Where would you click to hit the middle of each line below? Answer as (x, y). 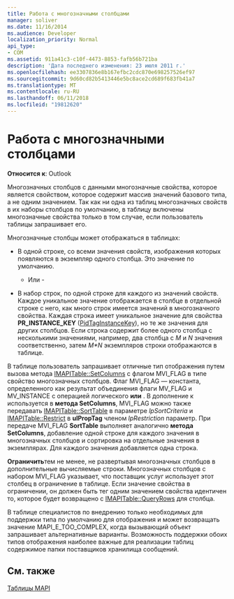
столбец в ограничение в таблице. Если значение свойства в (99, 484)
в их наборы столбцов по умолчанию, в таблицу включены (95, 209)
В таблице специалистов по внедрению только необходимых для (105, 512)
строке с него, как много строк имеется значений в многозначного (118, 308)
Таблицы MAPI (29, 588)
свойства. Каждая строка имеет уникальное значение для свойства (120, 315)
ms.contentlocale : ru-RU (43, 92)
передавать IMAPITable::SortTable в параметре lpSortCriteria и (100, 410)
